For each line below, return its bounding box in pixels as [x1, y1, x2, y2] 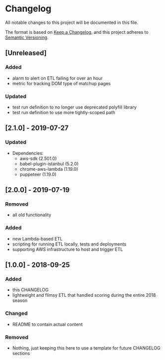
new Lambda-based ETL [12, 236, 63, 241]
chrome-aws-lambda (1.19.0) [19, 166, 78, 172]
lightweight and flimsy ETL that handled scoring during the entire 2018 [12, 292, 156, 298]
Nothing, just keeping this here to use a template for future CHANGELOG [12, 345, 161, 351]
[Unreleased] [5, 49, 47, 57]
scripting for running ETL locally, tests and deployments [12, 241, 126, 247]
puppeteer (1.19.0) [19, 171, 56, 177]
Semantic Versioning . [5, 34, 49, 40]
